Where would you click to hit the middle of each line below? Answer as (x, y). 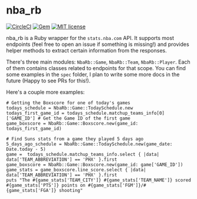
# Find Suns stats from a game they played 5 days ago (75, 139)
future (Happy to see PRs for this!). (48, 81)
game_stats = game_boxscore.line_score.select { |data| (76, 170)
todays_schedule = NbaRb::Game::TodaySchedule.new (70, 108)
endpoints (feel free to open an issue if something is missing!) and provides (98, 44)
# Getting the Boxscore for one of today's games (68, 103)
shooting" (71, 190)
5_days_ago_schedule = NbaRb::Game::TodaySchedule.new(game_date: (89, 144)
